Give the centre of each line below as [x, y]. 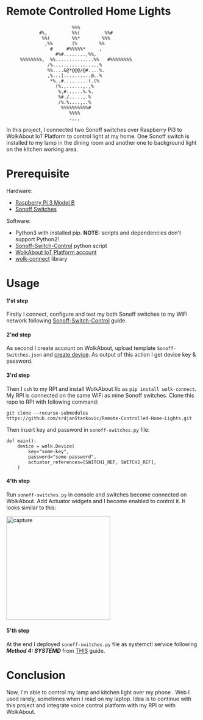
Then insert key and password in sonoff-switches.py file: [78, 429]
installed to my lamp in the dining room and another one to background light [101, 142]
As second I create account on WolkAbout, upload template [81, 348]
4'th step [18, 481]
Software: [19, 220]
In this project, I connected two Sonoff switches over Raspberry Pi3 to [94, 129]
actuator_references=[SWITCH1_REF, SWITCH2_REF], [92, 462]
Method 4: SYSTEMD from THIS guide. [56, 651]
